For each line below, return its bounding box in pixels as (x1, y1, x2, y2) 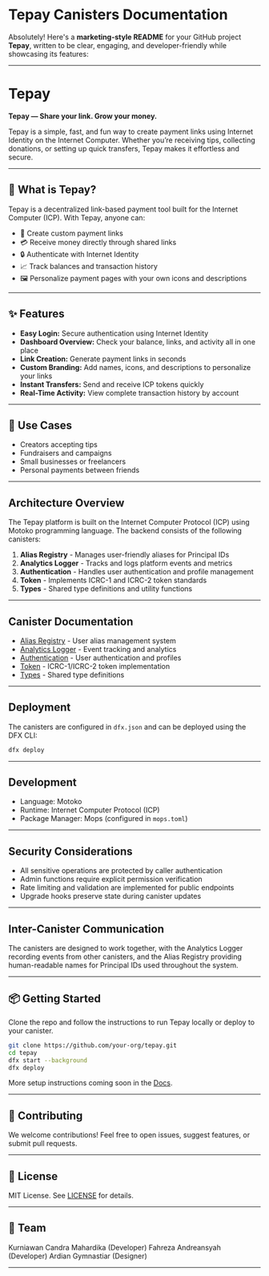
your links (19, 371, 53, 380)
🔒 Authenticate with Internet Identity (19, 249, 139, 259)
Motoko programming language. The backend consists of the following (8, 526, 243, 536)
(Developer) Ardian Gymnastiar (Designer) (8, 1251, 148, 1261)
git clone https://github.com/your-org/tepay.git (8, 1041, 178, 1049)
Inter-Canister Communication (8, 922, 165, 936)
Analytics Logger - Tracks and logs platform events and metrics (19, 558, 233, 568)
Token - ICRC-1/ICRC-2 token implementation (19, 661, 171, 670)
